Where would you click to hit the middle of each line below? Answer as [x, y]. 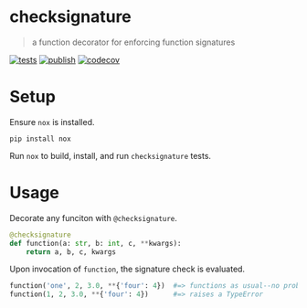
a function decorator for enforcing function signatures [133, 42]
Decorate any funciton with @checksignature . [94, 218]
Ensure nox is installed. [52, 122]
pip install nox [40, 139]
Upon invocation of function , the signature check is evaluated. [127, 269]
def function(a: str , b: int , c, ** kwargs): [95, 243]
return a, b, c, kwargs [71, 252]
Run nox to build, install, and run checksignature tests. [111, 155]
